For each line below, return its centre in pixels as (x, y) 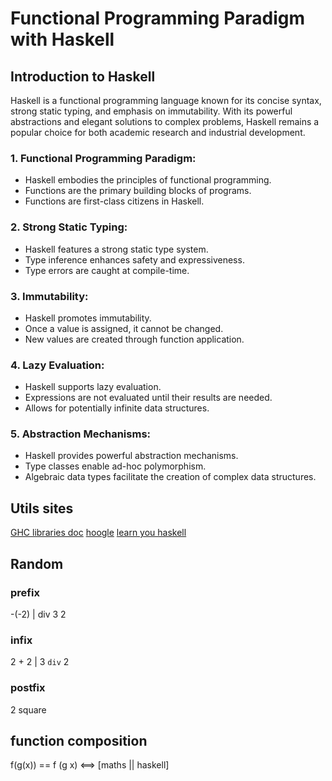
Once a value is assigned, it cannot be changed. (124, 328)
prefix (25, 592)
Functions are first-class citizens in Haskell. (114, 201)
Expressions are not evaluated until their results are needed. (148, 398)
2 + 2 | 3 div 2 (40, 662)
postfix (28, 688)
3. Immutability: (49, 296)
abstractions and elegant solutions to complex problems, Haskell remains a (165, 121)
